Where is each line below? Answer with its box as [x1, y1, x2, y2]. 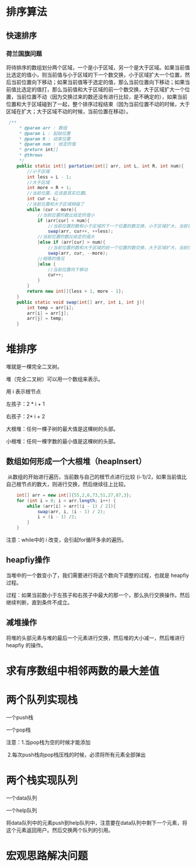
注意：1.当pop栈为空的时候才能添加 [6, 739, 91, 746]
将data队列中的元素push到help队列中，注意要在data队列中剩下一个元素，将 [6, 819, 188, 826]
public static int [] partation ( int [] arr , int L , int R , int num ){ [16, 163, 184, 169]
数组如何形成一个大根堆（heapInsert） [6, 456, 147, 466]
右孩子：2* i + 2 [6, 413, 45, 420]
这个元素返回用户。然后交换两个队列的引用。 [6, 827, 114, 834]
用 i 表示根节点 [6, 388, 41, 395]
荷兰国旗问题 [6, 49, 43, 57]
